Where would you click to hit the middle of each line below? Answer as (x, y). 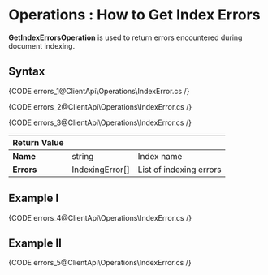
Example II (35, 243)
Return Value (38, 142)
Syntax (27, 72)
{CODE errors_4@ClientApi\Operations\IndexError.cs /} (100, 217)
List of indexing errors (179, 170)
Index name (160, 156)
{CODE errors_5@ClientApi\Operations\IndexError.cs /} (100, 263)
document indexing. (42, 45)
